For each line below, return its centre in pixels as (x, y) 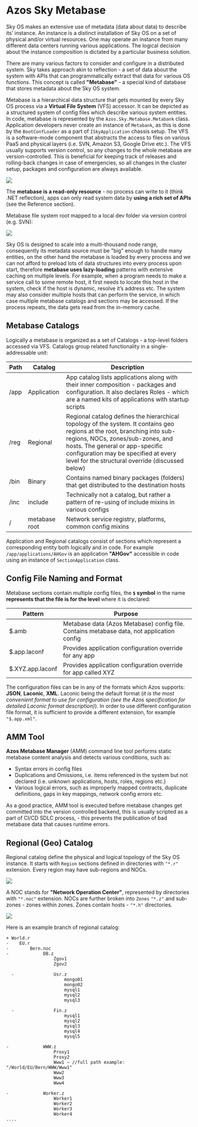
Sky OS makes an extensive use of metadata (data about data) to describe (96, 27)
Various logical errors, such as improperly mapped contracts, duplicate (101, 788)
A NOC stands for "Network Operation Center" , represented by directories (98, 892)
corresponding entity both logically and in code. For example (80, 547)
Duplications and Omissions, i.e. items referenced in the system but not (101, 775)
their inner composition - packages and (121, 384)
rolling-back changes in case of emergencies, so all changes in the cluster (97, 163)
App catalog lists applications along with (122, 377)
